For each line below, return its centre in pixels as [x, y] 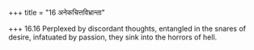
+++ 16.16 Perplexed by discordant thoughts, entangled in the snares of [127, 29]
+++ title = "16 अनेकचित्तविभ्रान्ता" [57, 12]
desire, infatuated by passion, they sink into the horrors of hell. [113, 37]
